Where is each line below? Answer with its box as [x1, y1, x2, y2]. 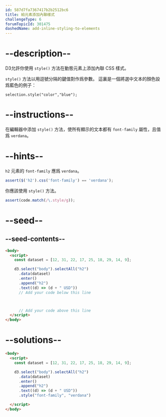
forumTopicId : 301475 [5, 21, 51, 27]
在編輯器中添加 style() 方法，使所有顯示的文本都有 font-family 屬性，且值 [5, 127, 161, 132]
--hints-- [5, 151, 44, 162]
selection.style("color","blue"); [5, 92, 78, 97]
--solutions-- [5, 334, 62, 346]
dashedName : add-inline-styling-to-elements [5, 26, 100, 31]
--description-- [5, 48, 71, 59]
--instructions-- [5, 109, 74, 121]
